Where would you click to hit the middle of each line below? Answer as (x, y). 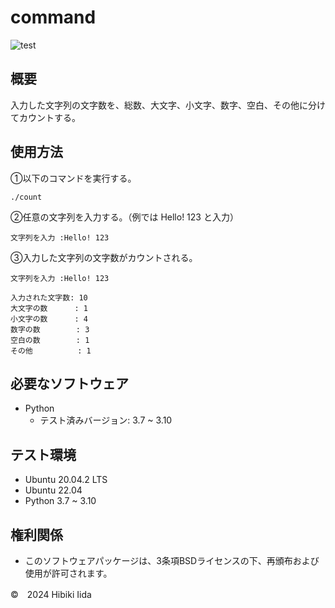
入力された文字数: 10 (49, 297)
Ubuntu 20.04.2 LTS (66, 480)
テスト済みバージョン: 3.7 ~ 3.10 (106, 420)
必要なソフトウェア (69, 383)
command (53, 17)
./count (26, 197)
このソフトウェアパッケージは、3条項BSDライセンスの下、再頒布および (172, 560)
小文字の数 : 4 (49, 319)
